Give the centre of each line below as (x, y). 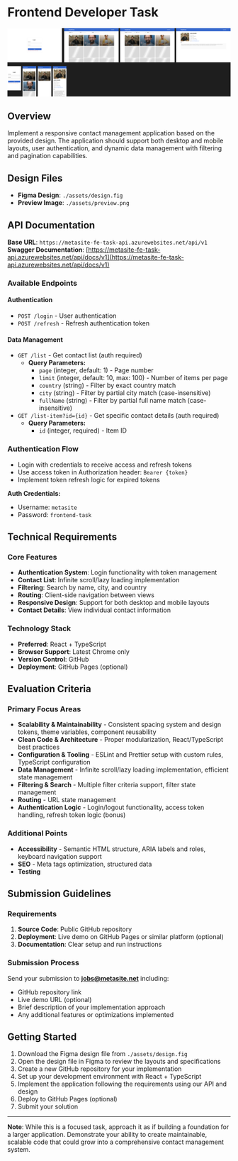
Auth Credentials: (34, 493)
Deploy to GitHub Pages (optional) (68, 1099)
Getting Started (42, 1037)
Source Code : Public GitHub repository (75, 929)
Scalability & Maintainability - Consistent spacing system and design (119, 725)
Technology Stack (39, 628)
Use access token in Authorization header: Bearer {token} (103, 472)
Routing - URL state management (67, 800)
